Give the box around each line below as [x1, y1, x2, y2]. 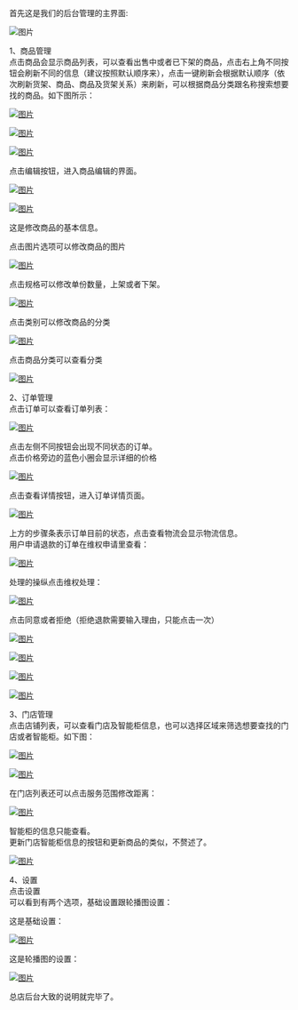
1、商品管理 [9, 45, 51, 56]
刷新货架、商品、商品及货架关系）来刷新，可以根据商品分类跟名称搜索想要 [16, 79, 289, 89]
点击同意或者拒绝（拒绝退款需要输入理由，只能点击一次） [9, 614, 219, 625]
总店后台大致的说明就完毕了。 [9, 991, 118, 1002]
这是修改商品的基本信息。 [9, 222, 103, 233]
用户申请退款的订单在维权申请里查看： [9, 539, 149, 549]
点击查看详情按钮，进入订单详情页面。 [9, 490, 149, 501]
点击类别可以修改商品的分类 [9, 317, 111, 327]
